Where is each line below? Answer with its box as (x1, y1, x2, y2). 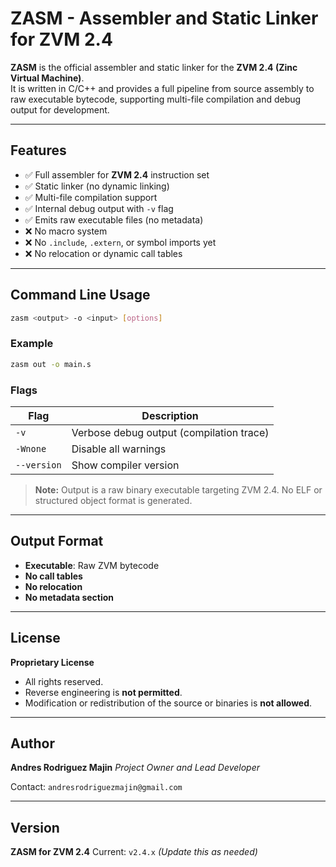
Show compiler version (71, 458, 180, 472)
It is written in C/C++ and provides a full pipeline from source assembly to (10, 82, 315, 94)
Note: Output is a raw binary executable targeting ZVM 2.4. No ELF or (34, 483, 323, 496)
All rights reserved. (24, 675, 104, 687)
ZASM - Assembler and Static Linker (10, 7, 319, 30)
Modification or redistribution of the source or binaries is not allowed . (24, 697, 313, 709)
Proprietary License (10, 656, 95, 668)
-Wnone (15, 443, 47, 454)
